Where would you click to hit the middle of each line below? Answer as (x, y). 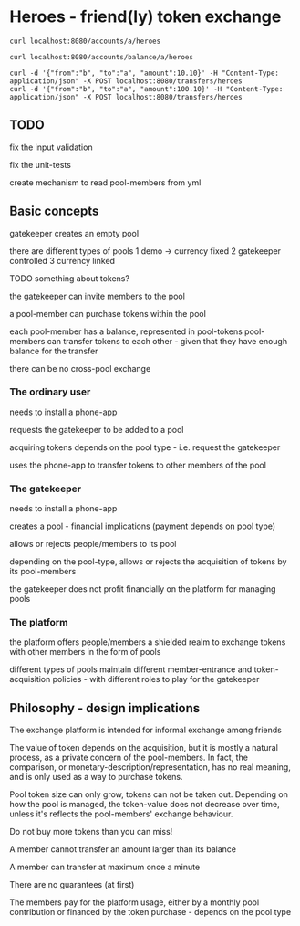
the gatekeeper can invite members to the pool (97, 296)
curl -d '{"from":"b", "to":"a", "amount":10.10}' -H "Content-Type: (145, 73)
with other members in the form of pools (85, 652)
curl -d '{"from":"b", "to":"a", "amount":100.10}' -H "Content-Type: (146, 89)
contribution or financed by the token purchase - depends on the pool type (150, 912)
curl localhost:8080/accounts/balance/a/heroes (102, 57)
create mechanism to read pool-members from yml (105, 182)
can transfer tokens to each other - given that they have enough (167, 341)
